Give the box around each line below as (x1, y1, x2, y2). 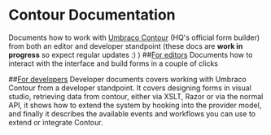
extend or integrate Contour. (8, 117, 103, 127)
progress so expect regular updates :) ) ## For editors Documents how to (8, 50, 253, 59)
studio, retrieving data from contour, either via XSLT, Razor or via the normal (8, 91, 264, 101)
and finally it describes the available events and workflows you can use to (8, 108, 256, 119)
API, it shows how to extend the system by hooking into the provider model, (8, 100, 262, 110)
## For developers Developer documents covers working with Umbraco (8, 74, 247, 84)
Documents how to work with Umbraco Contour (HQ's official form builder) (8, 33, 260, 42)
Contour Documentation (8, 6, 176, 24)
